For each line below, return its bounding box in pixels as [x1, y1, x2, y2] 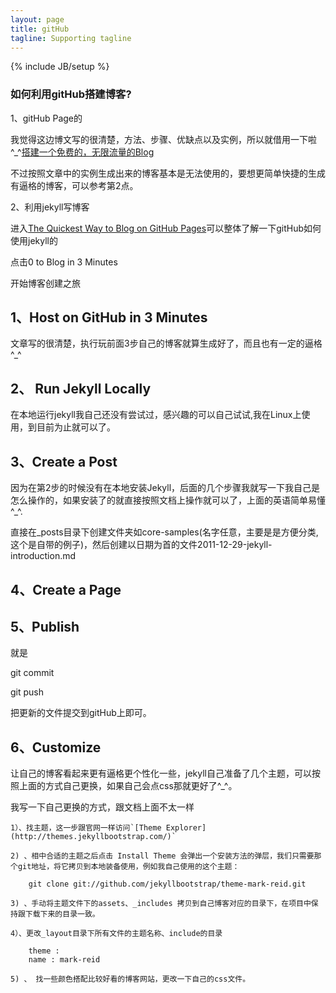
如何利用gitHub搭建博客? [10, 87, 132, 101]
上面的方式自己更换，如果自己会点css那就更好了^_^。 [18, 780, 238, 792]
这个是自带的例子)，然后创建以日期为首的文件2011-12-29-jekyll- [10, 539, 273, 551]
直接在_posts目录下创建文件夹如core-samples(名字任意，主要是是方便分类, [10, 526, 319, 538]
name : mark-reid [28, 955, 101, 965]
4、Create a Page [10, 581, 122, 598]
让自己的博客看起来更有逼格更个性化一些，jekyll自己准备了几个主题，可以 [10, 767, 312, 780]
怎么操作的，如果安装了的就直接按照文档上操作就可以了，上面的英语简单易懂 [10, 494, 326, 506]
